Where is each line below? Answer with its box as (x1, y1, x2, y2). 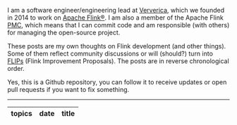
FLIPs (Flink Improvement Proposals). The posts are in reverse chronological (7, 57, 229, 65)
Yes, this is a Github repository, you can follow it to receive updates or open (7, 78, 227, 86)
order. (7, 65, 25, 72)
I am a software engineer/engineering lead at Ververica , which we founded (7, 6, 224, 14)
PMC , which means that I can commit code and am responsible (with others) (7, 21, 230, 29)
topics (11, 109, 33, 118)
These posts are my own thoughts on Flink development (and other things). (7, 42, 226, 50)
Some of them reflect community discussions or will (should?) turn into (7, 49, 214, 58)
